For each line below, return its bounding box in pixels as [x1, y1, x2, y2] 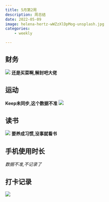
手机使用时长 [5, 147, 45, 156]
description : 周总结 [5, 12, 46, 17]
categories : [5, 26, 30, 31]
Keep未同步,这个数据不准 [5, 100, 58, 106]
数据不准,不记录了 [5, 161, 42, 167]
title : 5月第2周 [5, 7, 37, 13]
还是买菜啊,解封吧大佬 [11, 69, 57, 76]
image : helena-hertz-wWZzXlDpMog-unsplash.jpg [5, 21, 104, 27]
